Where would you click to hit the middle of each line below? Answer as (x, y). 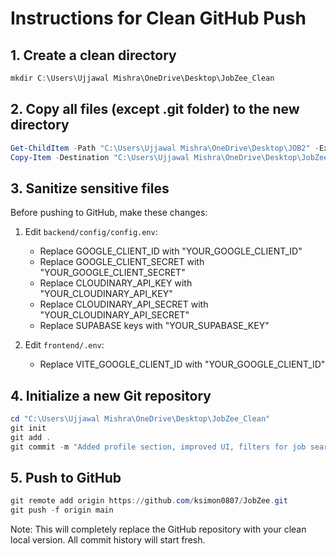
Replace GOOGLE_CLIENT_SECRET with (122, 262)
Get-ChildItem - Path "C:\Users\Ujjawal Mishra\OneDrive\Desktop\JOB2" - (165, 148)
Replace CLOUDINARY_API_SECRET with (124, 304)
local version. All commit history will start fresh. (108, 540)
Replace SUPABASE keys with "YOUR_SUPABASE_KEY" (154, 326)
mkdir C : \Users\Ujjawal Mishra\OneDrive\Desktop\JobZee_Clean (142, 78)
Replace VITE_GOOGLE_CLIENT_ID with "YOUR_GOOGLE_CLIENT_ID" (182, 364)
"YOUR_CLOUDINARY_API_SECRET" (114, 315)
